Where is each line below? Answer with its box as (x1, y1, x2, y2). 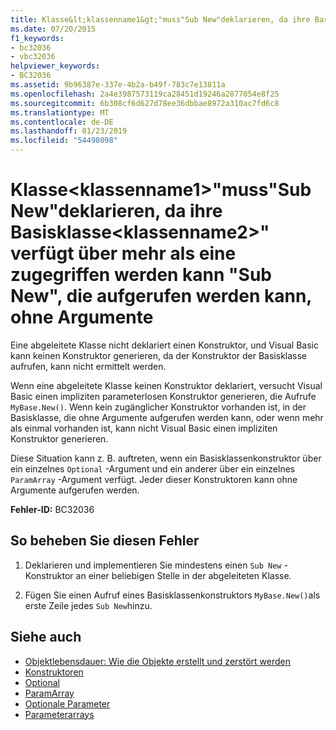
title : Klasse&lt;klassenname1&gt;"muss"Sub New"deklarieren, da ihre (10, 14, 311, 25)
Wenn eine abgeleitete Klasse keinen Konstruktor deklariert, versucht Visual (10, 379, 323, 391)
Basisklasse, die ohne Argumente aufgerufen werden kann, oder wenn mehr (10, 411, 324, 423)
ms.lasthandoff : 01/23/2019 (10, 126, 128, 136)
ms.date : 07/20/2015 (10, 24, 97, 34)
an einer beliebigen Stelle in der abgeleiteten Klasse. (75, 569, 292, 581)
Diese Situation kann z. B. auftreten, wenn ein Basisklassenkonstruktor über (10, 452, 322, 464)
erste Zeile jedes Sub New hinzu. (24, 599, 153, 611)
